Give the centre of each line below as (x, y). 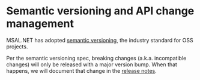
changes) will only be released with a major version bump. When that (92, 64)
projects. (17, 47)
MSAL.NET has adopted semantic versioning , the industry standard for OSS (100, 40)
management (40, 24)
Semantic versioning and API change (100, 11)
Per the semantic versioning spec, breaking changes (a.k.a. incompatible (96, 58)
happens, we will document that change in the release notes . (82, 70)
